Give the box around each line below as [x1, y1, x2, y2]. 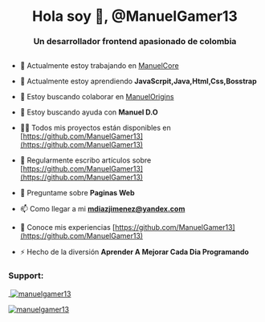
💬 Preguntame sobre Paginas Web [19, 188, 135, 198]
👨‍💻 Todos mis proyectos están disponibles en [19, 123, 171, 133]
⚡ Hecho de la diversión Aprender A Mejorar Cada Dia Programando [19, 248, 249, 257]
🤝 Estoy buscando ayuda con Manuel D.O [19, 107, 158, 117]
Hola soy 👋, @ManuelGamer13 [31, 7, 238, 26]
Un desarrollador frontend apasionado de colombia [33, 36, 237, 47]
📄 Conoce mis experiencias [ [19, 223, 116, 232]
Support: [8, 270, 44, 281]
